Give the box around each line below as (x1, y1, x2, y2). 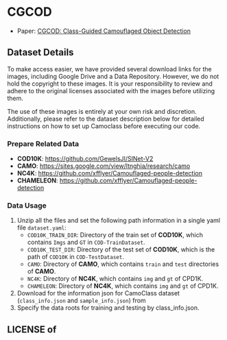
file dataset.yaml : (16, 223, 67, 232)
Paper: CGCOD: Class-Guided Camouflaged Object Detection (16, 27, 191, 35)
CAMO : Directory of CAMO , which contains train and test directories (27, 260, 219, 268)
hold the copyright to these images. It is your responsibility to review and (7, 80, 213, 88)
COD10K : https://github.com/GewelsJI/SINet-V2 (16, 155, 154, 163)
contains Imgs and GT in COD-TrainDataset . (27, 238, 145, 247)
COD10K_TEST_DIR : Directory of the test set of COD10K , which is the (27, 245, 215, 254)
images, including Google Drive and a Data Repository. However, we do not (7, 72, 219, 80)
